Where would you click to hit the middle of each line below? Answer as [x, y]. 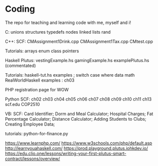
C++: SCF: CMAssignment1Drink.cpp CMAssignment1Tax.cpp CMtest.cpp [79, 41]
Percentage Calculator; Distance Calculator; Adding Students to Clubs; [76, 119]
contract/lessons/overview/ [33, 158]
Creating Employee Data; [30, 124]
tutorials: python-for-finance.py [37, 133]
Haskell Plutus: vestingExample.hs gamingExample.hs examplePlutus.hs [77, 60]
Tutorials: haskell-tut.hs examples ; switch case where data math [70, 75]
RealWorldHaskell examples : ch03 [40, 80]
